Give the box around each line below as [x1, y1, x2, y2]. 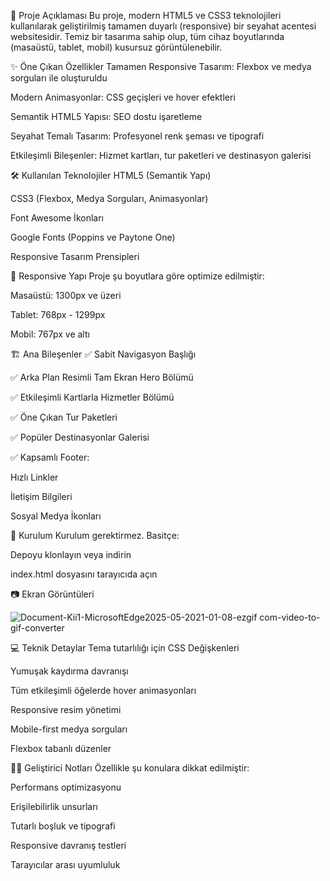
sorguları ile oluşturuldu [10, 72, 108, 84]
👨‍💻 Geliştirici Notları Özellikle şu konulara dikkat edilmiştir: [10, 762, 250, 774]
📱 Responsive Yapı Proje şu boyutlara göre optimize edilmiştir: [10, 270, 265, 282]
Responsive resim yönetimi [10, 704, 122, 715]
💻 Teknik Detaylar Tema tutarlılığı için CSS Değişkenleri [10, 642, 240, 654]
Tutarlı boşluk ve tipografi [10, 820, 116, 832]
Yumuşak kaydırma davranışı [10, 665, 129, 677]
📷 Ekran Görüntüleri [10, 588, 95, 600]
